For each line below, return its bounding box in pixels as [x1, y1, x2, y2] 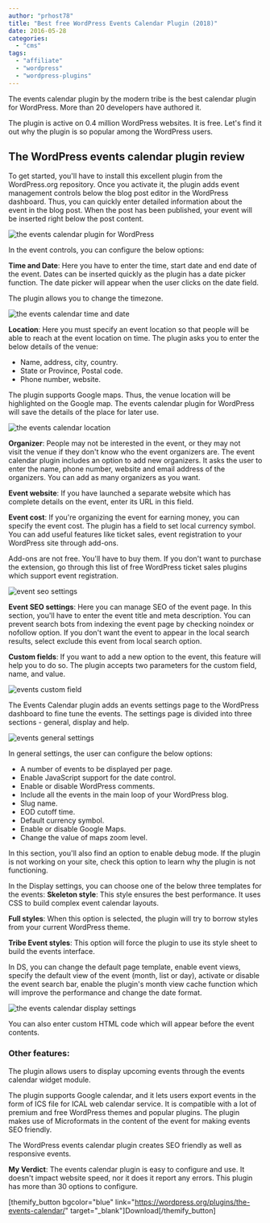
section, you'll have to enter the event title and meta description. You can [8, 611, 251, 620]
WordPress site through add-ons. [8, 538, 119, 548]
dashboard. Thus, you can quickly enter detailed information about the [8, 197, 243, 206]
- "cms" [15, 42, 42, 50]
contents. [8, 1028, 40, 1038]
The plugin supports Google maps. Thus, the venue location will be [8, 390, 231, 400]
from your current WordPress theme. [8, 922, 131, 932]
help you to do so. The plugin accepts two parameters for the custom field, [8, 661, 257, 670]
